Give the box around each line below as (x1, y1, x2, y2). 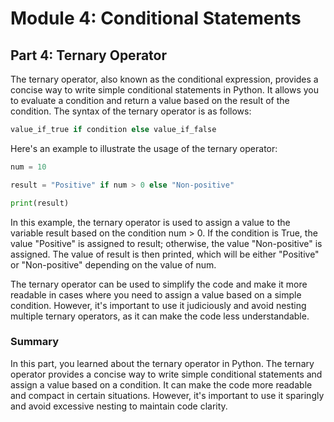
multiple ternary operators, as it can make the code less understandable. (10, 310, 310, 322)
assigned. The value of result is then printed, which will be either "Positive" (10, 248, 320, 260)
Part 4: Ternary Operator (10, 47, 168, 64)
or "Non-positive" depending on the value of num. (10, 258, 217, 271)
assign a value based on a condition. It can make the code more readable (10, 378, 313, 391)
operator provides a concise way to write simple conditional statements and (10, 368, 323, 380)
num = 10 (10, 162, 47, 172)
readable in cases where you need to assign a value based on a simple (10, 288, 302, 301)
